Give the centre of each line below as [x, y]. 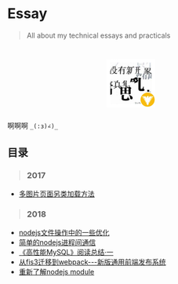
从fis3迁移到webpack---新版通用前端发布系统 [92, 262]
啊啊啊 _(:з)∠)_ [33, 126]
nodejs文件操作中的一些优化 [64, 232]
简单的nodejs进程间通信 [57, 242]
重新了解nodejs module [56, 271]
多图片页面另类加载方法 [56, 194]
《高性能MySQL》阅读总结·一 [66, 252]
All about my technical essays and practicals [98, 35]
